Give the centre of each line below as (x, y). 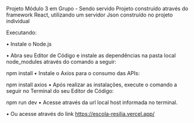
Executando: (21, 33)
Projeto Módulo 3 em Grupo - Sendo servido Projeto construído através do (97, 9)
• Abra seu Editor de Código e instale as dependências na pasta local (91, 55)
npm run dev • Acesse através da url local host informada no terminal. (92, 102)
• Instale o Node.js (29, 44)
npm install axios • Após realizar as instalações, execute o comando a (92, 85)
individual (18, 21)
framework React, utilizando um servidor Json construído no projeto (90, 15)
